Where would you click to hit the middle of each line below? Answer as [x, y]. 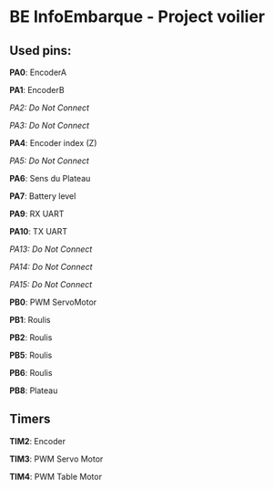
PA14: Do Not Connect [51, 267]
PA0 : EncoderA [38, 72]
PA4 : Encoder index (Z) [53, 143]
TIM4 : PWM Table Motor [56, 476]
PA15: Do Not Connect [51, 284]
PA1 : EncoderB [37, 90]
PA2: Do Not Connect [49, 108]
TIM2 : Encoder [38, 441]
